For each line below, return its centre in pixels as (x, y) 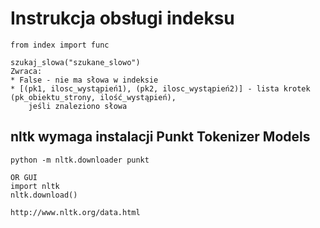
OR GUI (24, 177)
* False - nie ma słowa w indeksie (84, 80)
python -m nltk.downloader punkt (80, 160)
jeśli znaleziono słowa (78, 106)
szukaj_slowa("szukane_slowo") (75, 62)
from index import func (60, 45)
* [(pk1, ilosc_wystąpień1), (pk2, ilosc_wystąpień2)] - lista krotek (160, 88)
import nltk (35, 186)
